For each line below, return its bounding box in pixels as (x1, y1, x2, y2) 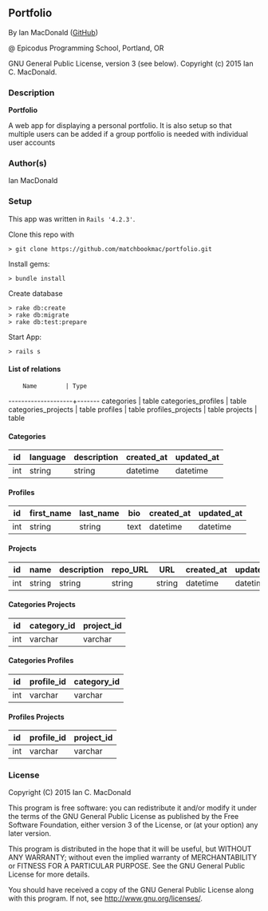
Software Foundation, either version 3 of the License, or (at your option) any (8, 820, 258, 830)
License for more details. (8, 869, 90, 879)
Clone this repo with (8, 230, 74, 239)
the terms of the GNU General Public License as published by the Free (8, 812, 239, 821)
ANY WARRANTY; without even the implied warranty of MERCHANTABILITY (8, 853, 258, 862)
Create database (8, 288, 64, 298)
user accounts (8, 138, 56, 147)
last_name (79, 508, 120, 519)
